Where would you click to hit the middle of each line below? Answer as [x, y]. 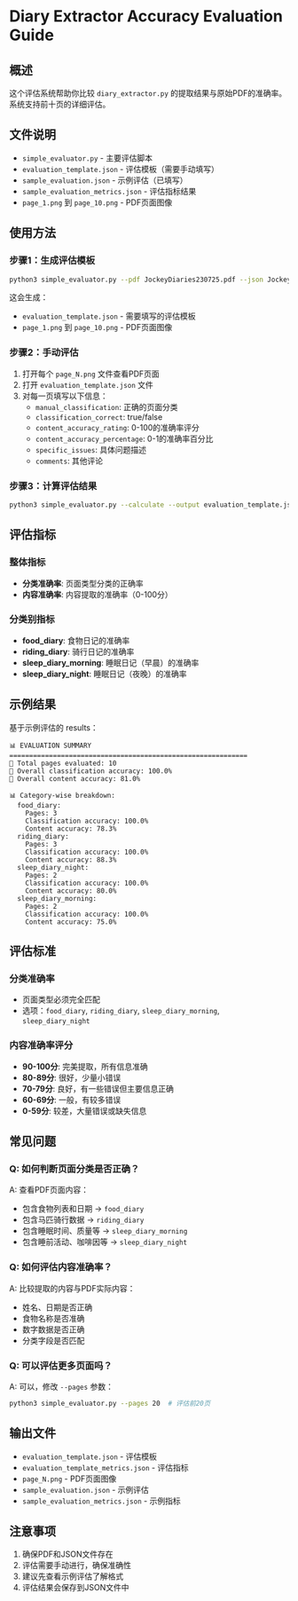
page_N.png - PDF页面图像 [69, 1479]
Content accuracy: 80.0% [71, 891]
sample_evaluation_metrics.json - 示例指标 [101, 1501]
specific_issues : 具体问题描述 [90, 449]
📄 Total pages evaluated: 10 [63, 763]
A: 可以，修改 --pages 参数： [61, 1386]
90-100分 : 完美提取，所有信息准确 [85, 1066]
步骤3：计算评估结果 [53, 485]
